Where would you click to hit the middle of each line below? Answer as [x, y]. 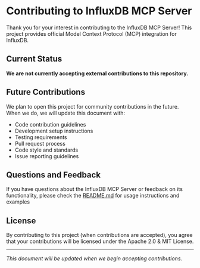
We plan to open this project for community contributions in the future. [93, 106]
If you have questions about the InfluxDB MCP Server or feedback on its [95, 189]
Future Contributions [46, 92]
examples [18, 202]
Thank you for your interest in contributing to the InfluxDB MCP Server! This [99, 27]
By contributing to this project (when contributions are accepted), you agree [99, 235]
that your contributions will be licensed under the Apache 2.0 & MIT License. [100, 241]
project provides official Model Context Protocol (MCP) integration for [91, 33]
